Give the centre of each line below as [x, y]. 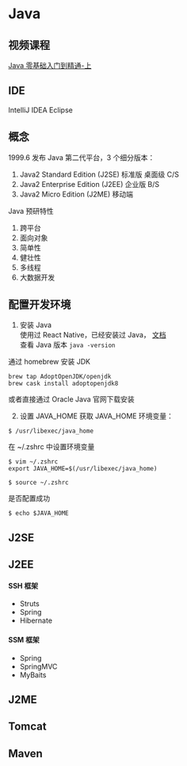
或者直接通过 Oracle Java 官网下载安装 [71, 399]
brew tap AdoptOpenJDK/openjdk [60, 377]
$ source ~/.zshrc [38, 483]
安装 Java [36, 325]
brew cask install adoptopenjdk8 [63, 384]
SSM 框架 [24, 640]
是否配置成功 [29, 498]
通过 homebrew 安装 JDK [50, 362]
